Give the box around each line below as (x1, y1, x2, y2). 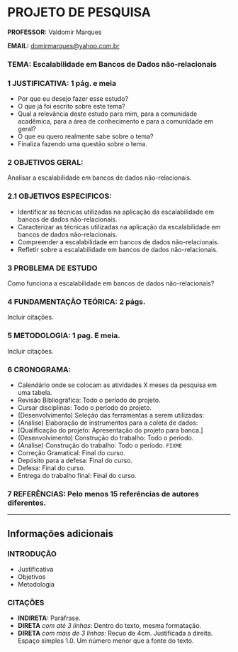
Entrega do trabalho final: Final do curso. (17, 471, 137, 479)
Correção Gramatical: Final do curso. (17, 448, 125, 457)
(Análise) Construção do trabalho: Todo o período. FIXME (17, 441, 183, 450)
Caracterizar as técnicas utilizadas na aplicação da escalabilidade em (17, 222, 221, 231)
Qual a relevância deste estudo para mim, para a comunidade (17, 109, 198, 118)
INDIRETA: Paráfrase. (17, 614, 81, 622)
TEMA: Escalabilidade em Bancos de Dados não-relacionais (7, 59, 217, 69)
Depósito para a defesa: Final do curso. (17, 456, 133, 464)
